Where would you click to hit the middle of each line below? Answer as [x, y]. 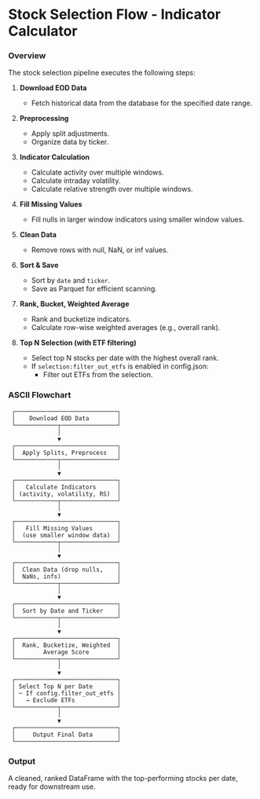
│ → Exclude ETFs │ [66, 700]
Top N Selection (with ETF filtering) [78, 343]
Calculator [43, 31]
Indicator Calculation [55, 157]
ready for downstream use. [52, 786]
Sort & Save [39, 266]
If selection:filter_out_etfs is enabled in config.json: [120, 366]
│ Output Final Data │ [66, 735]
